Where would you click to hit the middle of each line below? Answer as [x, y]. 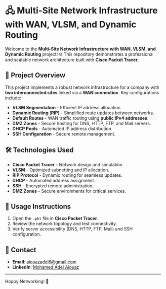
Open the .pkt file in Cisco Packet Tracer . [55, 218]
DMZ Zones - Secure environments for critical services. [69, 191]
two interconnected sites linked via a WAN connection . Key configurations [82, 92]
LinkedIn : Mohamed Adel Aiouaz [46, 267]
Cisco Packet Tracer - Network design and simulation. [68, 164]
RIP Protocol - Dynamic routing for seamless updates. [67, 175]
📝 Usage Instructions [38, 206]
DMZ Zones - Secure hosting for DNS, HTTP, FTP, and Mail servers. [82, 123]
